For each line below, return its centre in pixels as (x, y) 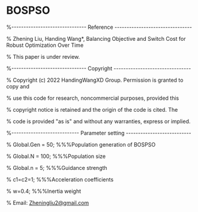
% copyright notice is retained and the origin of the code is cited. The (92, 109)
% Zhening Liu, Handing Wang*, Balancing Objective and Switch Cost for (96, 38)
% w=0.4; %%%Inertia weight (44, 191)
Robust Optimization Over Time (45, 45)
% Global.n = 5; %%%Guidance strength (57, 168)
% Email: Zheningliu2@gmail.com (48, 202)
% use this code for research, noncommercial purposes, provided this (93, 98)
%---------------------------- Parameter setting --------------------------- (99, 133)
